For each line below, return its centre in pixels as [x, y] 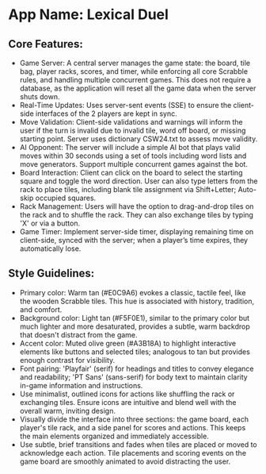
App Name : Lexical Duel [88, 15]
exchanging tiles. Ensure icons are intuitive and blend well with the [128, 402]
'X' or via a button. [50, 223]
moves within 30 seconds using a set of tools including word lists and [133, 156]
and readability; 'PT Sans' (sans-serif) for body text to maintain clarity [133, 377]
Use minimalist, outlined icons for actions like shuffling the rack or [127, 394]
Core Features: [46, 44]
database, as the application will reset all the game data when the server [138, 88]
